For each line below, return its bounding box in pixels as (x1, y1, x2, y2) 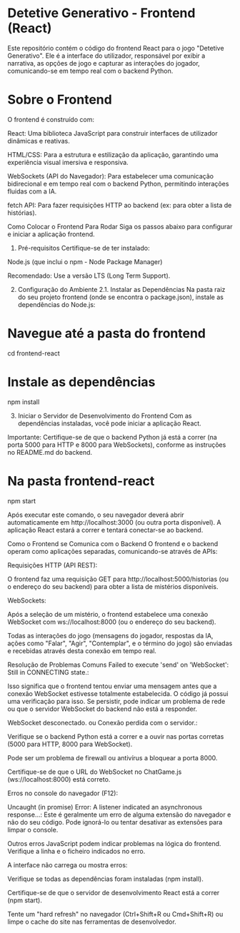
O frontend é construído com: (7, 115, 95, 123)
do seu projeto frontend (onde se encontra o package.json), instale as (17, 293, 224, 301)
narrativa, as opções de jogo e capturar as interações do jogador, (7, 59, 200, 67)
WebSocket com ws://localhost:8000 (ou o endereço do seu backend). (7, 617, 216, 626)
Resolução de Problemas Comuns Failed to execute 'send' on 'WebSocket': (7, 660, 229, 669)
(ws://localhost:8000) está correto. (7, 775, 111, 783)
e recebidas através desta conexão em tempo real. (7, 646, 157, 655)
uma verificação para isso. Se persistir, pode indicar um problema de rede (7, 697, 226, 705)
